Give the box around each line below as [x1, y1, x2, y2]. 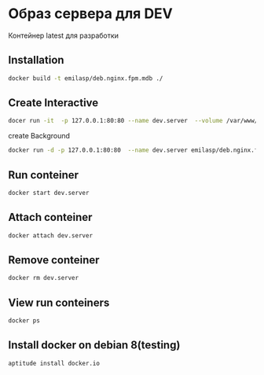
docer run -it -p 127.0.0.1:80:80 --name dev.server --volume [8, 117, 223, 125]
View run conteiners [8, 296, 110, 309]
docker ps [8, 317, 41, 325]
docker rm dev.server [8, 274, 79, 282]
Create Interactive [8, 96, 99, 110]
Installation [8, 53, 64, 67]
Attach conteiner [8, 211, 93, 224]
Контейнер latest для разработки [8, 31, 119, 40]
